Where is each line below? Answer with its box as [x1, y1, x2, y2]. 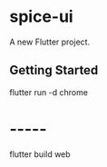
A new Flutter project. [9, 36, 91, 47]
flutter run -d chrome [9, 86, 89, 97]
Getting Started [9, 63, 99, 78]
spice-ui [9, 6, 74, 27]
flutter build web [9, 148, 71, 160]
